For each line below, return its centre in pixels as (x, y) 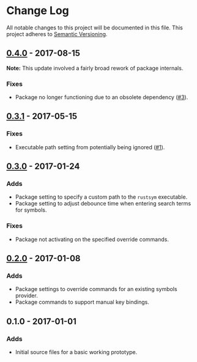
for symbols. (31, 210)
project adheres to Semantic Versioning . (57, 34)
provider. (26, 296)
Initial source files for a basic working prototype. (76, 352)
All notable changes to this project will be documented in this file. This (95, 28)
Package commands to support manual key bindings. (82, 302)
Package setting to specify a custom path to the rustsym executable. (101, 197)
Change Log (38, 11)
